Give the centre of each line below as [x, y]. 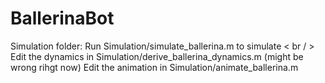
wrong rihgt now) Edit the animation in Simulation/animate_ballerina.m [154, 67]
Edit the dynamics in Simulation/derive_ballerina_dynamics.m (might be [157, 56]
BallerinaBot [62, 18]
